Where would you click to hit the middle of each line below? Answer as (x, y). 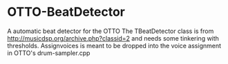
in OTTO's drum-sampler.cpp (49, 53)
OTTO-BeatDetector (66, 12)
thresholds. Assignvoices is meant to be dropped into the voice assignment (114, 45)
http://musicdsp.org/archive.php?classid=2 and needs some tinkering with (113, 38)
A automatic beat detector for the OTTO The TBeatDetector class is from (111, 31)
